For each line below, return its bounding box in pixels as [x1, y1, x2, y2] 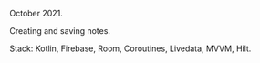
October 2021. [9, 8, 64, 18]
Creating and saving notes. [9, 26, 111, 36]
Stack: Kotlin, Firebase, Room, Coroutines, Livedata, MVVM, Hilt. [9, 43, 252, 54]
